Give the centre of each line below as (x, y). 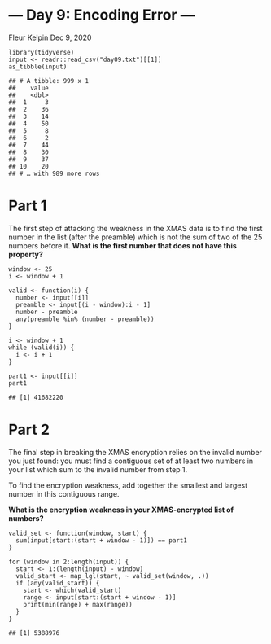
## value (28, 88)
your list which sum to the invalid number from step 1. (98, 469)
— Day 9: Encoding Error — (102, 15)
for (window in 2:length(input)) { (69, 562)
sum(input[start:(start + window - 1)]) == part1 (101, 540)
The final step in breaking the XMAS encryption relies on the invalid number (135, 452)
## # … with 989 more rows (54, 173)
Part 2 (29, 430)
